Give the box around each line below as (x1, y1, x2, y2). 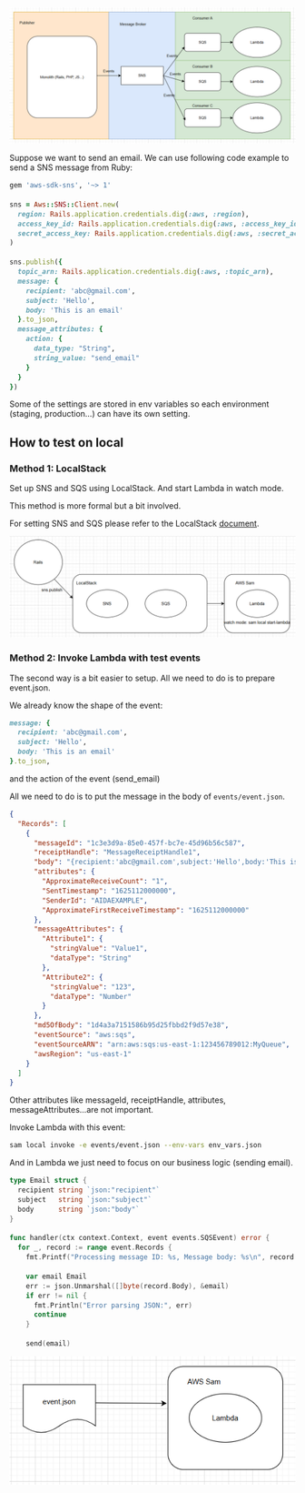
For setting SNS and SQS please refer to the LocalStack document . (9, 518, 260, 530)
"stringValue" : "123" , (49, 982, 136, 992)
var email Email (25, 1272, 88, 1281)
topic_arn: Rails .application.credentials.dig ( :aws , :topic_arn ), (17, 267, 274, 277)
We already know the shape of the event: (9, 700, 163, 711)
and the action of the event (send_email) (9, 772, 161, 784)
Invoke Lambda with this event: (9, 1122, 126, 1133)
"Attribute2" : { (42, 973, 103, 982)
